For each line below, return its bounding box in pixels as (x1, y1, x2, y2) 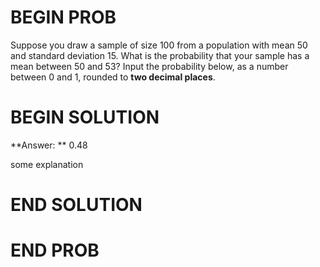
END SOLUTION (10, 194, 143, 216)
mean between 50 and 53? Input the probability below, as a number (10, 60, 289, 72)
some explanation (10, 158, 84, 170)
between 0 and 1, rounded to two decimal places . (10, 71, 216, 83)
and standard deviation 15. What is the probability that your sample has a (10, 49, 310, 61)
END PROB (10, 239, 100, 262)
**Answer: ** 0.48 (10, 139, 88, 151)
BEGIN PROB (10, 6, 117, 29)
